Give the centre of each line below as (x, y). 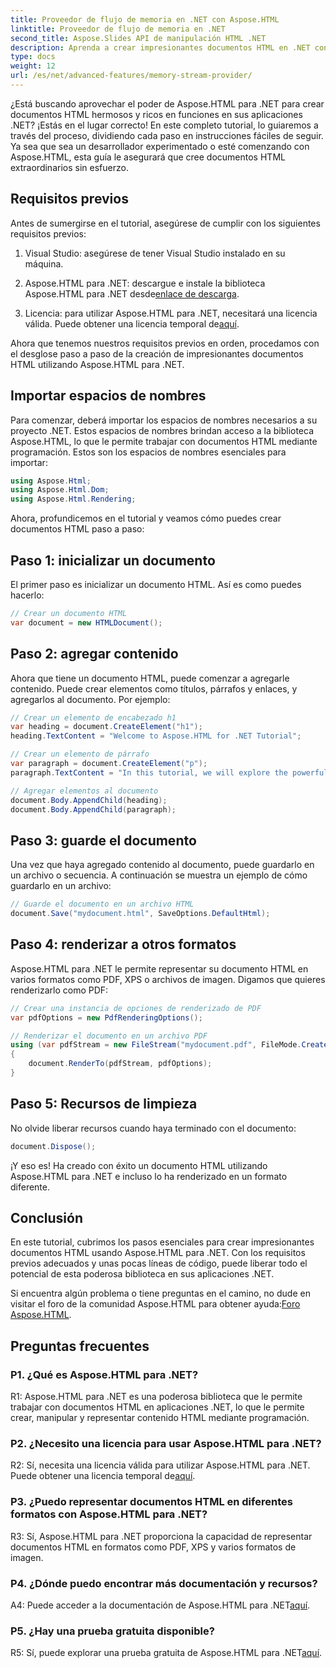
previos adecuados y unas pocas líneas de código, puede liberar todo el (159, 1263)
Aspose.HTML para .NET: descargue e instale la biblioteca (145, 283)
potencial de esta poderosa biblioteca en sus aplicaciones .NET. (142, 1274)
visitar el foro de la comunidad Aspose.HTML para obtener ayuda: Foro (155, 1304)
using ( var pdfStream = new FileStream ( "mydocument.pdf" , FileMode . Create (169, 1045)
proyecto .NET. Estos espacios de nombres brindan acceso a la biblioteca (162, 430)
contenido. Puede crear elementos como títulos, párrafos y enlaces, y (154, 688)
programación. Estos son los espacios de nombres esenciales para (148, 452)
